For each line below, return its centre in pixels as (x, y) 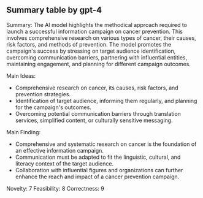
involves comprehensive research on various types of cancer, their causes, (101, 38)
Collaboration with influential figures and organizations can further (99, 170)
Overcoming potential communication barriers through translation (98, 113)
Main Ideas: (21, 75)
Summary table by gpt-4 (54, 10)
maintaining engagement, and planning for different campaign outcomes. (99, 64)
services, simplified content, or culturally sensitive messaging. (94, 120)
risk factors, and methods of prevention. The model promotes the (89, 44)
